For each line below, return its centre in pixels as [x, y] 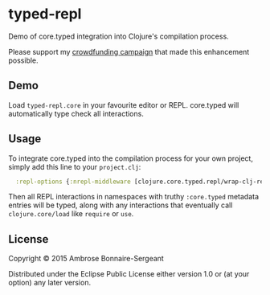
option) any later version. [49, 283]
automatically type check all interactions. [76, 113]
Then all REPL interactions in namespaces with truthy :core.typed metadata [134, 197]
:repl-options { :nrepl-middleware [73, 182]
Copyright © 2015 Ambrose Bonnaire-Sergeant [86, 259]
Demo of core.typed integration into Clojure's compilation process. [119, 36]
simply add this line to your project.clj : [75, 166]
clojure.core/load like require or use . [71, 214]
